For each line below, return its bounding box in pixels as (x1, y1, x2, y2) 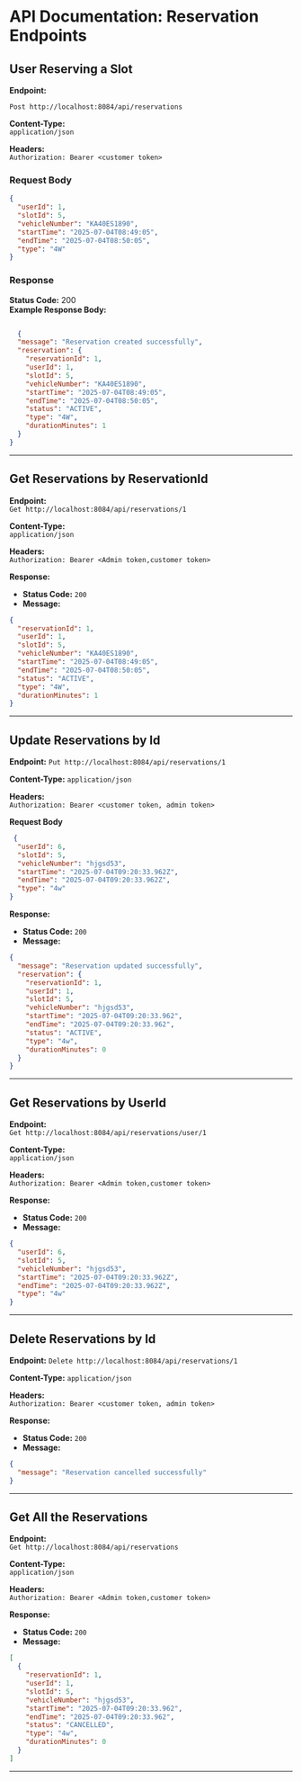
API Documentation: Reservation (9, 6, 259, 27)
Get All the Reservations (9, 1509, 148, 1525)
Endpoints (9, 25, 87, 46)
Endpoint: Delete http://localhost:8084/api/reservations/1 (9, 1355, 238, 1365)
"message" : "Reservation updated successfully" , (17, 961, 203, 971)
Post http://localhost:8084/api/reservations (9, 103, 182, 112)
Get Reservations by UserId (9, 1095, 166, 1110)
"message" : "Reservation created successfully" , (17, 337, 203, 347)
